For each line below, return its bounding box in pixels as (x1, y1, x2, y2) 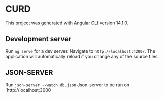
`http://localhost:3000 (5, 87, 51, 93)
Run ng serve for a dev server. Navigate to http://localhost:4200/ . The (5, 48, 156, 54)
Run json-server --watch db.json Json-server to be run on (5, 82, 130, 88)
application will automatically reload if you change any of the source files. (5, 53, 159, 59)
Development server (5, 35, 72, 43)
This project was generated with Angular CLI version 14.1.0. (5, 20, 129, 26)
